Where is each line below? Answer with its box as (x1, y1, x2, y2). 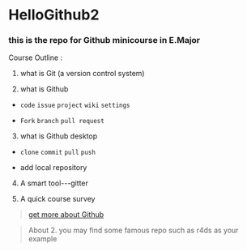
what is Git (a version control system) (19, 69, 145, 79)
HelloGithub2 (8, 6, 100, 24)
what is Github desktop (19, 131, 98, 141)
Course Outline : (8, 53, 63, 62)
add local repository (19, 163, 87, 172)
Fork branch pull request (19, 117, 105, 125)
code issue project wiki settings (19, 101, 131, 110)
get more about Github (28, 210, 104, 219)
